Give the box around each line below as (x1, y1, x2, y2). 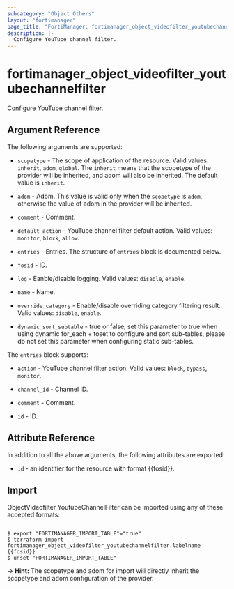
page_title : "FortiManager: (7, 23, 89, 30)
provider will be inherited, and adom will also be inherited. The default (17, 171, 218, 179)
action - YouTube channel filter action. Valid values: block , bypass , (17, 364, 208, 372)
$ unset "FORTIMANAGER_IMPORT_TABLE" (7, 554, 117, 561)
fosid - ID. (17, 261, 47, 269)
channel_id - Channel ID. (17, 385, 88, 393)
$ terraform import (7, 536, 64, 543)
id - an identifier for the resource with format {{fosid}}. (17, 464, 175, 473)
